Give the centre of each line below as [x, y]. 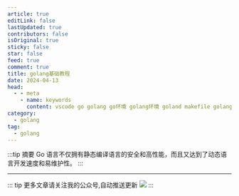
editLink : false [31, 21]
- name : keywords [46, 100]
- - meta [27, 93]
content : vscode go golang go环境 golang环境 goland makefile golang [129, 107]
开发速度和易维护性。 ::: [48, 163]
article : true [28, 14]
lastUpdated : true [34, 27]
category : [22, 113]
